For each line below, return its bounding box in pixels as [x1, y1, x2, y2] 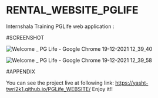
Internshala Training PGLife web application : [6, 23, 115, 30]
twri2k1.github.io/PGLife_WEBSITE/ [6, 85, 91, 92]
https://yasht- [115, 79, 149, 86]
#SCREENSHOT [6, 34, 45, 41]
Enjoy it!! [92, 85, 113, 92]
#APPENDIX [6, 68, 35, 75]
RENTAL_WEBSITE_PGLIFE [6, 3, 139, 17]
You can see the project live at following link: [6, 79, 115, 86]
